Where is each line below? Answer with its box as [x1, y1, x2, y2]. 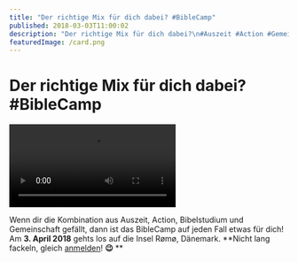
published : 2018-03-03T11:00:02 [9, 21, 129, 30]
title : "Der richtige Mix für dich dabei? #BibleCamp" [9, 12, 216, 22]
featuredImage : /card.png [9, 37, 105, 47]
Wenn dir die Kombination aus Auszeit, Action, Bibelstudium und [9, 214, 244, 226]
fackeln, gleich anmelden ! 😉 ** [9, 243, 124, 253]
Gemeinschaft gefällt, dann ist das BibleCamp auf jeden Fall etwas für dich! [9, 224, 284, 235]
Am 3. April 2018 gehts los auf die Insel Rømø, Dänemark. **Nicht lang [9, 234, 271, 244]
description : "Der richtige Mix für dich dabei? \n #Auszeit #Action [9, 29, 264, 38]
